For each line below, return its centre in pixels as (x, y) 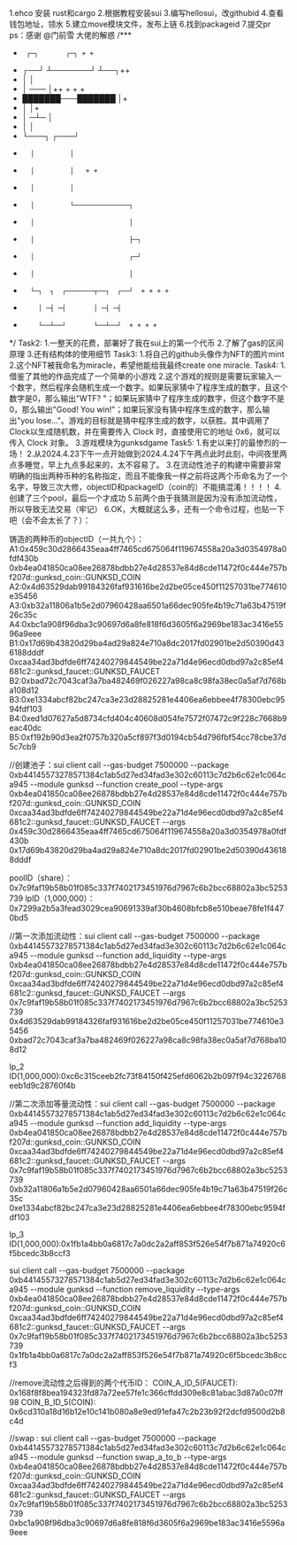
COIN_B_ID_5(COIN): (58, 1402)
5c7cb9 (23, 746)
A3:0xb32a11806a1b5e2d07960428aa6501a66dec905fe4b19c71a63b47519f (148, 606)
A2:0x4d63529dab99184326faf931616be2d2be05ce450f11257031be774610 (148, 586)
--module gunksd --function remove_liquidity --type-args (135, 1289)
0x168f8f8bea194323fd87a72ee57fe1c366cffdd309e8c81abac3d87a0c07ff (146, 1393)
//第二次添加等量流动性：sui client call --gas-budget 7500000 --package (142, 1104)
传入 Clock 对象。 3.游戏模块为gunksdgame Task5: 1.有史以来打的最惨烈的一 (148, 443)
